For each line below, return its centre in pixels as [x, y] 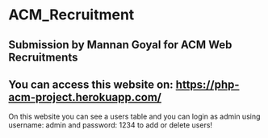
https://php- [207, 84]
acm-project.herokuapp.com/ [85, 97]
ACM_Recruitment [71, 15]
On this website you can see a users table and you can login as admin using [134, 117]
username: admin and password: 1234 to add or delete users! [110, 125]
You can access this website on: [91, 84]
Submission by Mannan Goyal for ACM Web [120, 45]
